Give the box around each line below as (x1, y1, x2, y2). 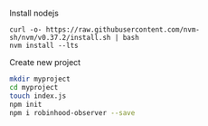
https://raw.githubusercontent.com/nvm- (45, 25, 201, 34)
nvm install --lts (9, 41, 79, 50)
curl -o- (9, 25, 43, 34)
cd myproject (9, 82, 59, 92)
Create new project (9, 57, 81, 67)
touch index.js (9, 91, 67, 101)
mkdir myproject (9, 74, 71, 83)
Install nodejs (9, 8, 59, 18)
